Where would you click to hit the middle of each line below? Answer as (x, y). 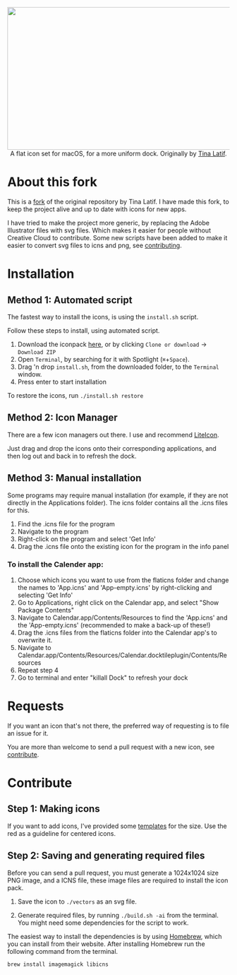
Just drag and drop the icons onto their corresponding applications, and (112, 448)
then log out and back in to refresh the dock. (72, 456)
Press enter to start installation (62, 382)
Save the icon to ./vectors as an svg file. (77, 902)
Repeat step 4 (38, 670)
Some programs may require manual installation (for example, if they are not (118, 495)
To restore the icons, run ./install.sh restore (75, 395)
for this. (19, 510)
